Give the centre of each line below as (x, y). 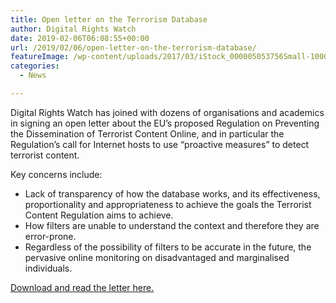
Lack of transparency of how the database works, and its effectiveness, (172, 193)
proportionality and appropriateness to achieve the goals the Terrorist (168, 204)
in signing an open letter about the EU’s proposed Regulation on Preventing (165, 123)
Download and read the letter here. (82, 287)
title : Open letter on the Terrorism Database (109, 19)
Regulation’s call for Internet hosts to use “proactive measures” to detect (160, 144)
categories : (35, 66)
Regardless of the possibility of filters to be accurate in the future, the (168, 247)
